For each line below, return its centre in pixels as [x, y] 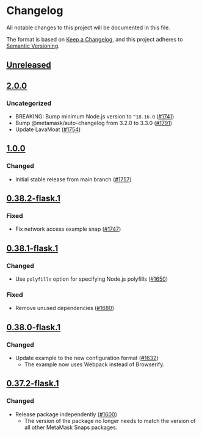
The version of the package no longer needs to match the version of [110, 421]
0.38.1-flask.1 [32, 248]
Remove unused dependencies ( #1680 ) [65, 308]
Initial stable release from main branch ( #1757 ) [74, 179]
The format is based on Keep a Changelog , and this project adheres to [95, 39]
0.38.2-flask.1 [34, 199]
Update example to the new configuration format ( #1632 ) [87, 358]
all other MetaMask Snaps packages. [71, 427]
